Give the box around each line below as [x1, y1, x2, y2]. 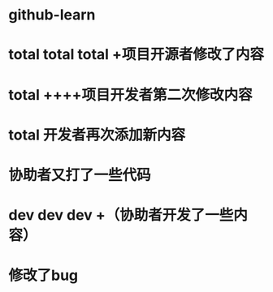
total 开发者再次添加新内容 [8, 126, 186, 144]
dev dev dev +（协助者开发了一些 [8, 206, 234, 225]
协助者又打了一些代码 [8, 165, 152, 184]
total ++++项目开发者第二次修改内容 [8, 85, 253, 104]
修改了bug [8, 266, 79, 285]
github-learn [8, 6, 96, 24]
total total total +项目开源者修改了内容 [8, 45, 265, 64]
